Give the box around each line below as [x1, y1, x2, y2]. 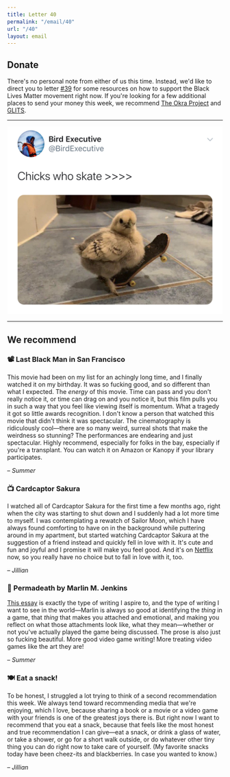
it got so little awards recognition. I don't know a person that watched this [7, 409, 214, 417]
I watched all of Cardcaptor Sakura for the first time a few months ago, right [7, 502, 221, 510]
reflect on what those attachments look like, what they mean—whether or [7, 621, 214, 629]
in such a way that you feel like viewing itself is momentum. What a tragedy [7, 402, 220, 410]
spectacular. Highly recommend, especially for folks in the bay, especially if [7, 439, 220, 447]
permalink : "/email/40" [7, 18, 75, 25]
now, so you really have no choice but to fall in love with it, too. [7, 553, 184, 561]
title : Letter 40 [7, 11, 57, 18]
